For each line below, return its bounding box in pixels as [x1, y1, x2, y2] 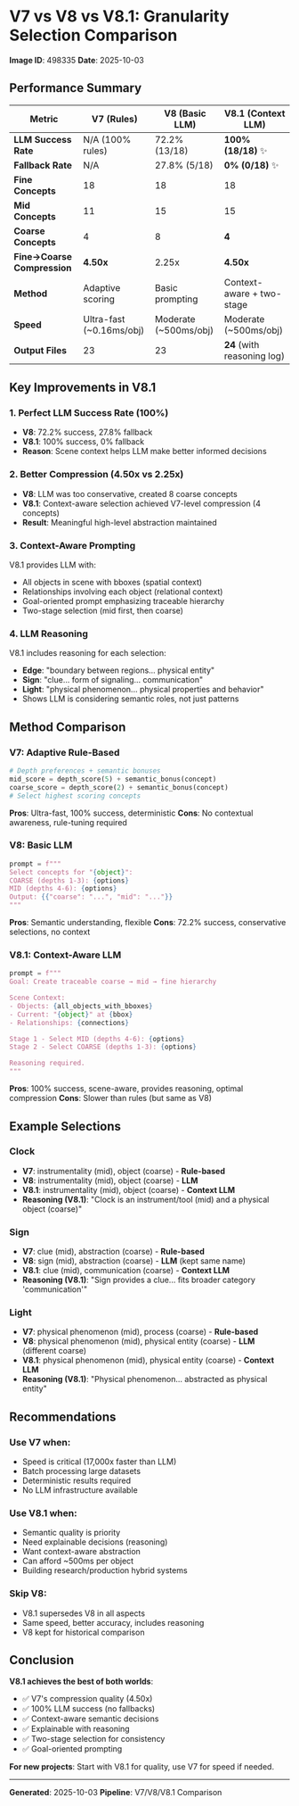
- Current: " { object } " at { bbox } [9, 1010, 133, 1019]
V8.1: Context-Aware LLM [9, 949, 122, 961]
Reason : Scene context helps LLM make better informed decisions [21, 446, 267, 457]
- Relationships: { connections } [9, 1018, 129, 1027]
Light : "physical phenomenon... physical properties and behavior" [21, 684, 264, 695]
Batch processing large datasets [21, 1466, 141, 1477]
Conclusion [9, 1653, 75, 1668]
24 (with [223, 338, 260, 351]
